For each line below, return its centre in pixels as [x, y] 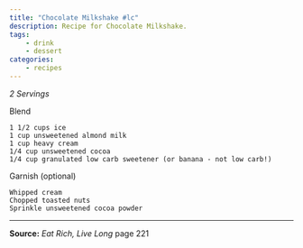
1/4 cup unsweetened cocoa [60, 151]
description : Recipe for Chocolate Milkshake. [98, 26]
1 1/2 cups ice [38, 127]
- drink [40, 43]
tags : [19, 34]
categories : [32, 60]
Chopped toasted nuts [50, 200]
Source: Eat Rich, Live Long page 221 [79, 233]
